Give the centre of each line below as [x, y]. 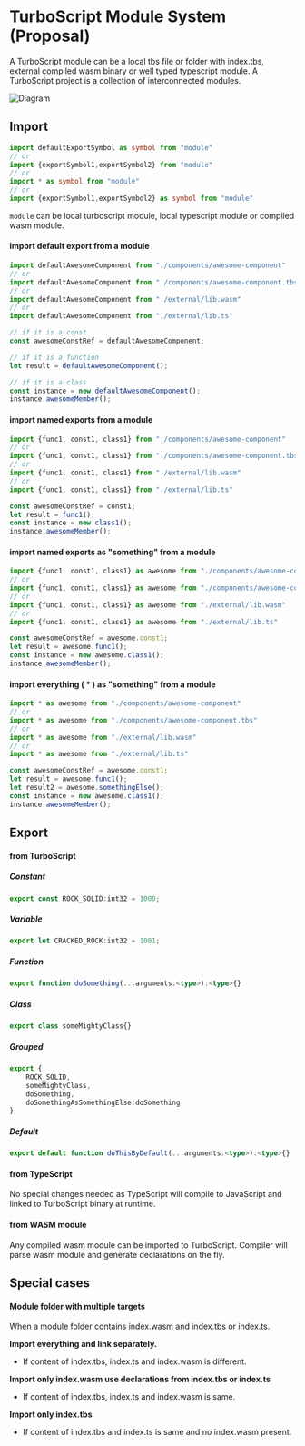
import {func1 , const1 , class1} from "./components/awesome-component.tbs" [156, 456]
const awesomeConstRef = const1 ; [73, 506]
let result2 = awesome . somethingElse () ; [87, 788]
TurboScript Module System [118, 17]
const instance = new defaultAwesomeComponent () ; [105, 391]
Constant [28, 877]
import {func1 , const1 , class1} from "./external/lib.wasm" [126, 473]
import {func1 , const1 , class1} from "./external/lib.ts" [121, 489]
